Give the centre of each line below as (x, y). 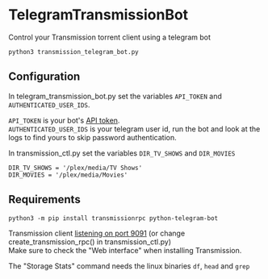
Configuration (44, 77)
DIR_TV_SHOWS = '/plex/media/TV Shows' (75, 168)
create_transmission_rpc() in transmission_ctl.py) (90, 242)
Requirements (44, 200)
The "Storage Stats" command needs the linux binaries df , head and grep (129, 266)
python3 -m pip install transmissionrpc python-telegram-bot (113, 218)
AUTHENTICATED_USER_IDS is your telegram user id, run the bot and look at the (134, 129)
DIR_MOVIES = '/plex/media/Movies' (68, 175)
